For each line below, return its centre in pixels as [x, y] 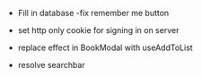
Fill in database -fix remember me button [93, 13]
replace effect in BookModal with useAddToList [105, 47]
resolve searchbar [51, 65]
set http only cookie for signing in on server [98, 30]
